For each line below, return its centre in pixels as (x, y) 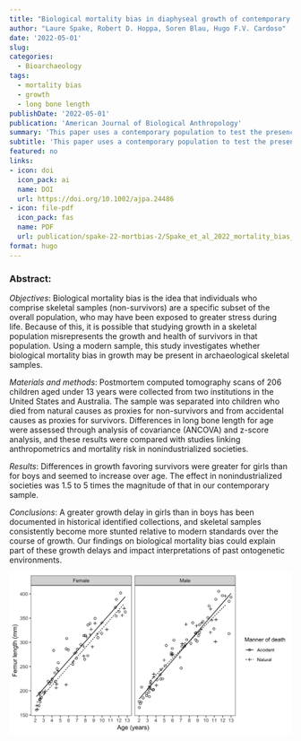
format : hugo (34, 246)
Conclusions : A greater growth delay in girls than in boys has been (132, 512)
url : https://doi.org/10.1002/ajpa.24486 (96, 199)
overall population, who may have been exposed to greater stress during (143, 317)
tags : (19, 76)
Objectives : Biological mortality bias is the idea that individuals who (133, 298)
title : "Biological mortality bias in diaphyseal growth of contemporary (150, 19)
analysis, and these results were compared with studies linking (125, 439)
